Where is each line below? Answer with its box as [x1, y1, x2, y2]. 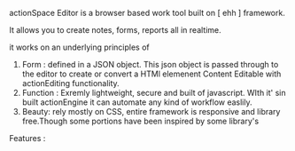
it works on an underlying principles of [9, 42, 151, 52]
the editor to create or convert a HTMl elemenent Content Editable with [21, 68, 282, 79]
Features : [9, 133, 46, 143]
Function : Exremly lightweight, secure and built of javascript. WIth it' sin [21, 88, 286, 98]
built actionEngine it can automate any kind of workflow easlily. [21, 97, 252, 107]
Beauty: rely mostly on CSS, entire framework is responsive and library [21, 107, 281, 116]
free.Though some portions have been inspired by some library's [21, 115, 260, 126]
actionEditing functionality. [21, 78, 120, 88]
